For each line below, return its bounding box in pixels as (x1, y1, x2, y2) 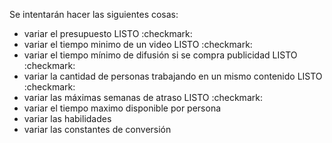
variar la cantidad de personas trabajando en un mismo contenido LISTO (23, 70, 323, 82)
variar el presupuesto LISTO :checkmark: (23, 28, 193, 39)
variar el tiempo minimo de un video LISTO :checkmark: (23, 39, 253, 50)
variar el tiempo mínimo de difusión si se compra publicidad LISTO (23, 49, 298, 61)
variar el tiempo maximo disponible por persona (23, 102, 222, 114)
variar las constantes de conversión (23, 124, 172, 135)
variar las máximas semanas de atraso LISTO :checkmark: (23, 92, 263, 103)
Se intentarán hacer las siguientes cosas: (9, 9, 179, 20)
